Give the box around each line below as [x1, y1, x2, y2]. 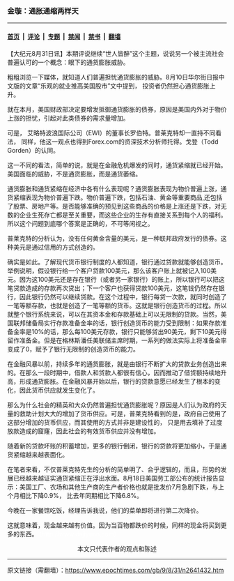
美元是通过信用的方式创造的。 [13, 243, 99, 251]
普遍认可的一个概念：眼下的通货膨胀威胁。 [7, 58, 130, 66]
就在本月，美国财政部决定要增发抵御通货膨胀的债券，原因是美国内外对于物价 [7, 105, 227, 113]
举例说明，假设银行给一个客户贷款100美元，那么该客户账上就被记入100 [7, 266, 211, 275]
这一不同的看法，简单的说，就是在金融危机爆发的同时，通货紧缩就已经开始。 [7, 160, 227, 169]
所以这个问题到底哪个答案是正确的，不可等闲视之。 [7, 219, 154, 227]
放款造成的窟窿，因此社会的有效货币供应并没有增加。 [7, 427, 160, 435]
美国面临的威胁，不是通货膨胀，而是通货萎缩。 [7, 169, 141, 178]
